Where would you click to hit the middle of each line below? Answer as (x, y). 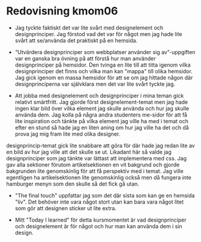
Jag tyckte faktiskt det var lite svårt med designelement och (89, 28)
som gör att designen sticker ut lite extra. (66, 208)
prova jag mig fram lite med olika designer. (67, 134)
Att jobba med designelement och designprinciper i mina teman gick (99, 95)
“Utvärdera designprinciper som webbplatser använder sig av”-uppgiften (105, 52)
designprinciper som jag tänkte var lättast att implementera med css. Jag (97, 158)
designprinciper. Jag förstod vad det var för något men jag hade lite (98, 34)
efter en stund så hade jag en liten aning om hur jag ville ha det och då (102, 127)
